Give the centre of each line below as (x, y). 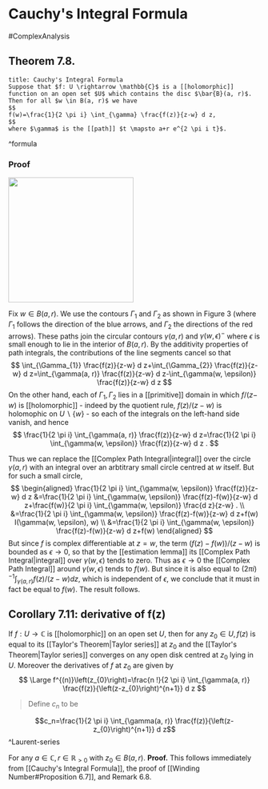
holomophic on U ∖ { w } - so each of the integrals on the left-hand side (124, 414)
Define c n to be (53, 705)
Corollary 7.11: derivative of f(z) (87, 614)
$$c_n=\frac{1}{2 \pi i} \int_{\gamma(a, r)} (104, 721)
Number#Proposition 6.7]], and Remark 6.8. (80, 777)
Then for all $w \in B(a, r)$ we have (73, 101)
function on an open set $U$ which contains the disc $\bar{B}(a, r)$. (130, 94)
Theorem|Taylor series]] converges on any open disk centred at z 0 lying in (131, 655)
